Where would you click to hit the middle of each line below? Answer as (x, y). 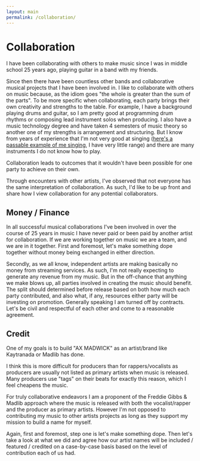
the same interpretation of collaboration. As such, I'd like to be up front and (99, 187)
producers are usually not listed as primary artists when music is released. (98, 372)
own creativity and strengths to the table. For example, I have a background (99, 107)
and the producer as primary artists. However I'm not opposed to (86, 410)
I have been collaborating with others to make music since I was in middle (97, 63)
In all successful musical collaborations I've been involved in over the (91, 227)
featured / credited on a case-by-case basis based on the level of (87, 447)
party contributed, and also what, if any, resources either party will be (92, 296)
